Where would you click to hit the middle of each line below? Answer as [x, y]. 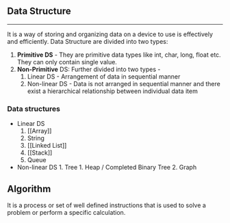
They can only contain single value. [67, 62]
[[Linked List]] [47, 146]
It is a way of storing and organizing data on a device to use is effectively [110, 34]
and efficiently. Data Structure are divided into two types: [88, 41]
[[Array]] [39, 131]
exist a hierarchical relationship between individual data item [113, 91]
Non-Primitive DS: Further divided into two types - [89, 69]
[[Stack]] [40, 153]
